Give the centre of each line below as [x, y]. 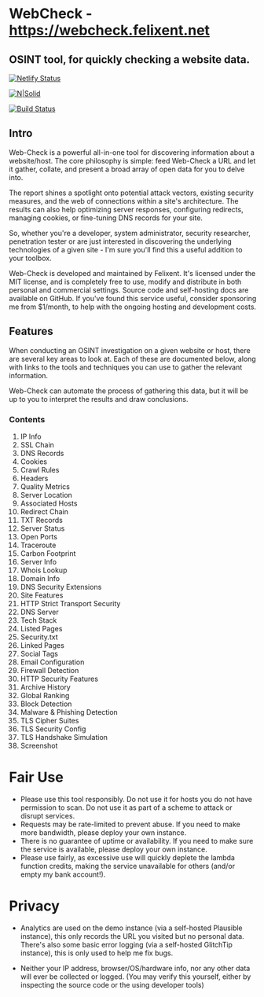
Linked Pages [42, 645]
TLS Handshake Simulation [64, 737]
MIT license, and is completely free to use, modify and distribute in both [125, 281]
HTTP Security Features [59, 679]
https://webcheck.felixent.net [110, 30]
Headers [34, 478]
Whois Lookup [44, 570]
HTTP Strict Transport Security [70, 603]
